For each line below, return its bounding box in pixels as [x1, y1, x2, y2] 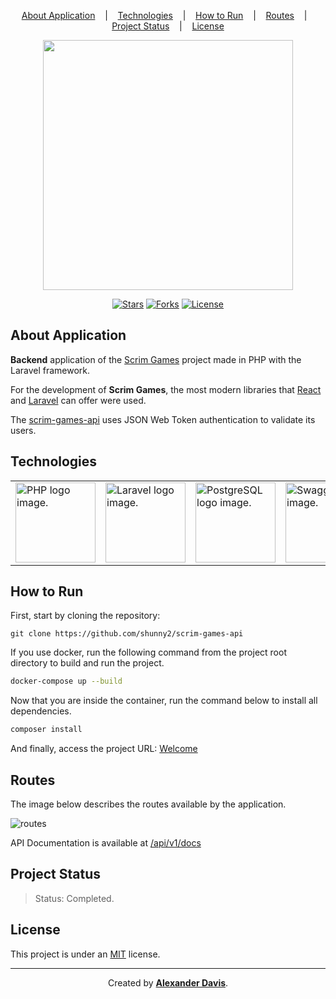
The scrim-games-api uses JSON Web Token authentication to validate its [10, 413, 316, 425]
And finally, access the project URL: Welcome [10, 743, 198, 755]
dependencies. [10, 705, 72, 717]
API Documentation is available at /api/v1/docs [10, 837, 202, 849]
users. [10, 424, 37, 436]
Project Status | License [111, 20, 225, 32]
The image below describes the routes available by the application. [10, 798, 287, 810]
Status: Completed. [34, 892, 115, 904]
